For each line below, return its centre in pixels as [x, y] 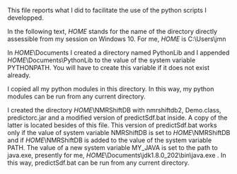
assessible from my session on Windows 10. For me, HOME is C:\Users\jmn [117, 39]
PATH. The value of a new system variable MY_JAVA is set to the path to [112, 147]
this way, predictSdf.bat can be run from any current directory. [98, 163]
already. [19, 75]
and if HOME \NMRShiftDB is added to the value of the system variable [110, 140]
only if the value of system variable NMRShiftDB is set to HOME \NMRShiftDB [119, 133]
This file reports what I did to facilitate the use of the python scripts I [107, 10]
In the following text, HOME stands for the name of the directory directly [112, 31]
